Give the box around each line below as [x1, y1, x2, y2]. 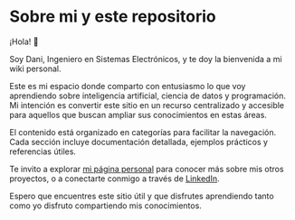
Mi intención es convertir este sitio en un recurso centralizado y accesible [9, 99, 285, 110]
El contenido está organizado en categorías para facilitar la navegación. [9, 126, 277, 137]
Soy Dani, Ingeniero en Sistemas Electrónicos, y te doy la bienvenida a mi [9, 53, 282, 64]
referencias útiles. [9, 146, 77, 157]
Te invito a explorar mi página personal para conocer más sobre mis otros [9, 163, 284, 174]
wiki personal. [9, 63, 62, 74]
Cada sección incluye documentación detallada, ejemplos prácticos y [9, 136, 269, 147]
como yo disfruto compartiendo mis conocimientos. [9, 200, 202, 211]
